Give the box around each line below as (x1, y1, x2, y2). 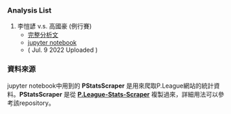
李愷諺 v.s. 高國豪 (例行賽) (17, 22, 92, 30)
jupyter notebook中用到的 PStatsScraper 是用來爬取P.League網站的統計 (7, 82, 214, 90)
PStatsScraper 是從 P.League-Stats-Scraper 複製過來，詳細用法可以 (19, 90, 219, 98)
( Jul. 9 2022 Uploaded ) (27, 46, 99, 54)
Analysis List (7, 6, 52, 15)
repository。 (19, 99, 55, 107)
